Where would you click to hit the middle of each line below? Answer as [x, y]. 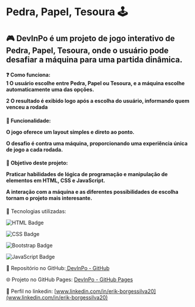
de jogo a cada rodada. [35, 149]
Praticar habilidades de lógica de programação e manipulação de [87, 174]
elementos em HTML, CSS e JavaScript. [56, 181]
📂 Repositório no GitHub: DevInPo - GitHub [58, 268]
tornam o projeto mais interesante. [49, 198]
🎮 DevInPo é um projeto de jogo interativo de [90, 38]
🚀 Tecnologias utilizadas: [36, 211]
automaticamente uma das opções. [50, 90]
